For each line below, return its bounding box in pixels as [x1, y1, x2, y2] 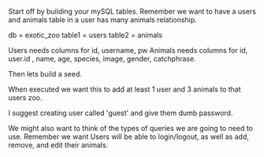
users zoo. [8, 93, 43, 102]
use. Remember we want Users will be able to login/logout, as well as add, [8, 132, 250, 141]
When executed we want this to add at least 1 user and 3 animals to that [8, 84, 242, 94]
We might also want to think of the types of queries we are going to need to [8, 124, 254, 133]
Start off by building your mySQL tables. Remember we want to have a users [8, 7, 256, 16]
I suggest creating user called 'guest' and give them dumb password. [8, 108, 233, 118]
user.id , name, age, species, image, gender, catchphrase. [8, 54, 196, 63]
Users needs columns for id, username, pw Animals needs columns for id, [8, 46, 248, 54]
